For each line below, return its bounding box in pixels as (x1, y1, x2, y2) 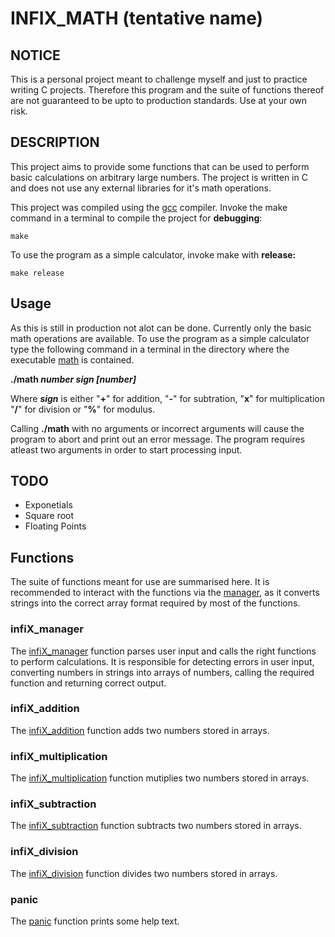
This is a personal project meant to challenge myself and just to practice (10, 73, 308, 85)
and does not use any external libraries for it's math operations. (10, 182, 272, 194)
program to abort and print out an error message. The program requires (10, 433, 306, 445)
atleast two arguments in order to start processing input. (10, 443, 243, 456)
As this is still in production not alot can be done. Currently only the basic (10, 322, 312, 334)
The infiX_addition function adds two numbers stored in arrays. (10, 724, 270, 736)
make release (10, 268, 65, 278)
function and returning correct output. (10, 677, 167, 689)
